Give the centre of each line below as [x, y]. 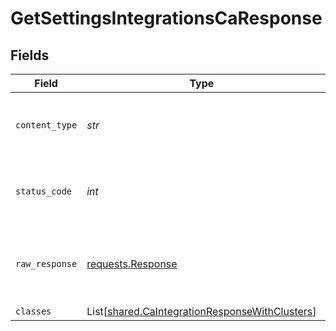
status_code [44, 191]
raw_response [46, 263]
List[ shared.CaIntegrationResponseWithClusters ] [201, 311]
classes [33, 311]
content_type [46, 125]
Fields [30, 55]
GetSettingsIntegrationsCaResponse [166, 18]
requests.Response [132, 264]
